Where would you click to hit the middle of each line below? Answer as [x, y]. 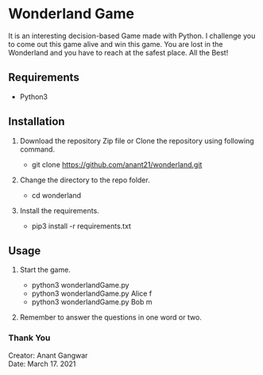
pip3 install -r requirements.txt [81, 226]
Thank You [29, 338]
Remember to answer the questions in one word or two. [111, 317]
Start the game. [45, 270]
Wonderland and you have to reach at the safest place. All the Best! [118, 52]
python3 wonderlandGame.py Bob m [92, 302]
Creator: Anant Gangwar [48, 355]
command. [37, 149]
